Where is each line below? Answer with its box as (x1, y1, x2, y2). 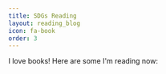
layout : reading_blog (8, 19, 81, 27)
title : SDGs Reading (8, 11, 78, 20)
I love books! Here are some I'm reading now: (8, 56, 159, 66)
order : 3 (8, 34, 38, 43)
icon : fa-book (8, 27, 56, 35)
